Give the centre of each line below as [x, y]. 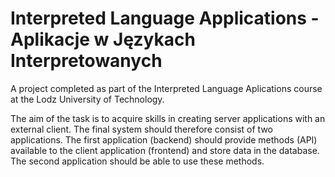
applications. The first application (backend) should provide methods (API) [164, 139]
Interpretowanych [86, 61]
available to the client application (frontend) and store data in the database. [165, 150]
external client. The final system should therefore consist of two [141, 129]
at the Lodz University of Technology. [87, 99]
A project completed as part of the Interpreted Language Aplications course [166, 88]
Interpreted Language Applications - [165, 18]
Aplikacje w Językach [103, 39]
